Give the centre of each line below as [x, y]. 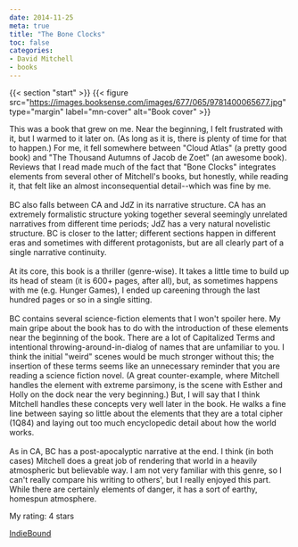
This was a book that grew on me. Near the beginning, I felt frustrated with [146, 128]
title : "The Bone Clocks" [57, 34]
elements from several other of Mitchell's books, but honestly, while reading [149, 176]
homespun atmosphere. [53, 498]
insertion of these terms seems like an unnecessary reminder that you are [145, 366]
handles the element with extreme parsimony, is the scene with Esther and [146, 385]
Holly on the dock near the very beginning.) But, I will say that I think [135, 394]
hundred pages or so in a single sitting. [81, 299]
